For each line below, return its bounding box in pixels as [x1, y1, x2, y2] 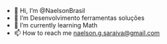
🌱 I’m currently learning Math [13, 21, 98, 29]
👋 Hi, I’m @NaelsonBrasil [13, 7, 86, 14]
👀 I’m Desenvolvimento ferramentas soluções [13, 14, 145, 22]
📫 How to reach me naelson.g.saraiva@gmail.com [13, 29, 160, 37]
